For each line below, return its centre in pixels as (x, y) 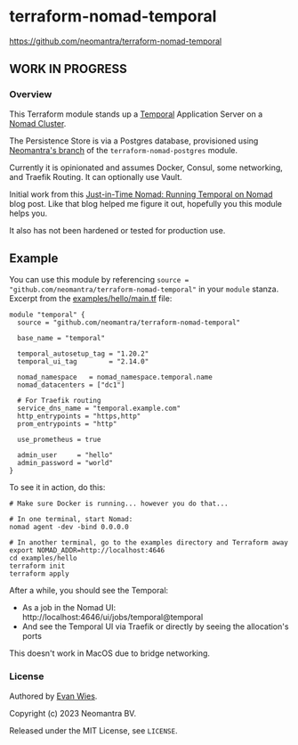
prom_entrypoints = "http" (67, 424)
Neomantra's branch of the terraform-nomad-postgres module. (124, 150)
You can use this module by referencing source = (99, 280)
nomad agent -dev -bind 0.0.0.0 (69, 528)
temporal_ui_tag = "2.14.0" (83, 362)
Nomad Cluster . (38, 123)
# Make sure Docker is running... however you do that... (119, 504)
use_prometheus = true (59, 440)
